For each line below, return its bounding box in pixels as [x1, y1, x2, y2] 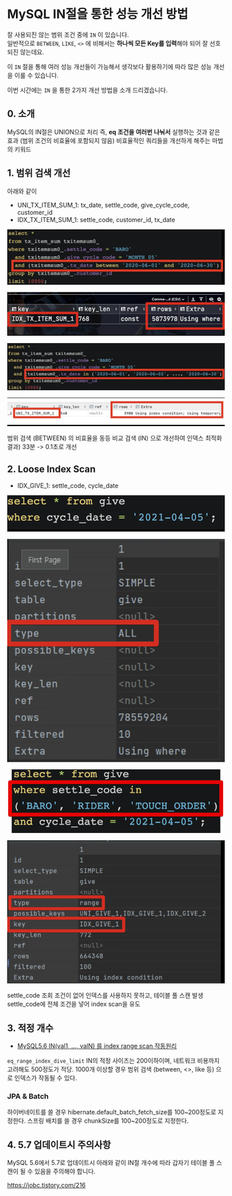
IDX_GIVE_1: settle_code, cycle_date [17, 481, 119, 490]
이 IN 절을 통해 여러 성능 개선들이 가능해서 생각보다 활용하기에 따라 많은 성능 [7, 62, 212, 71]
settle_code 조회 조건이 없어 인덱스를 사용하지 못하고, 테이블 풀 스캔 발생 [7, 991, 204, 1000]
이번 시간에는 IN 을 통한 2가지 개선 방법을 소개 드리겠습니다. [7, 86, 168, 94]
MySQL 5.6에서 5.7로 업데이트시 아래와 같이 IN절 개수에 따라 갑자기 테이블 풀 [7, 1159, 215, 1167]
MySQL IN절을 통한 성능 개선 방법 [7, 6, 188, 22]
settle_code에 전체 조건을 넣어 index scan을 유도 [7, 1000, 141, 1009]
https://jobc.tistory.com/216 [7, 1181, 86, 1190]
